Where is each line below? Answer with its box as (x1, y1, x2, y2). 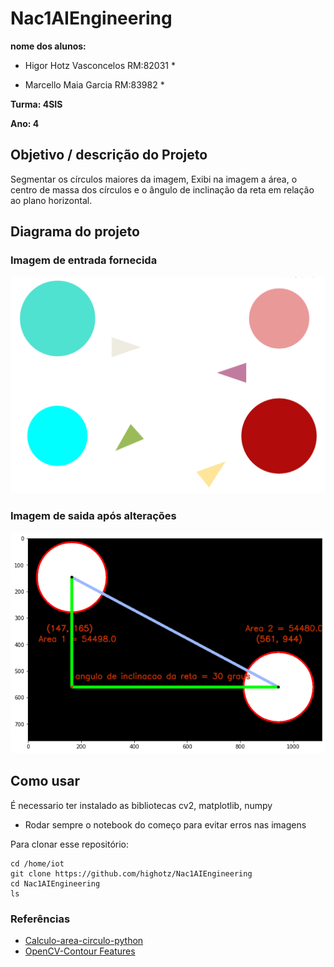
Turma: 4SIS (10, 98, 63, 110)
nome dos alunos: (10, 40, 87, 52)
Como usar (10, 773, 81, 790)
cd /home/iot (10, 858, 65, 869)
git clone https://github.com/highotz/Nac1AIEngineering (10, 868, 253, 879)
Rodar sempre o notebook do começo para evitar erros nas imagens (24, 818, 307, 831)
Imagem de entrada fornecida (10, 253, 158, 267)
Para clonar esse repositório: (10, 838, 130, 850)
